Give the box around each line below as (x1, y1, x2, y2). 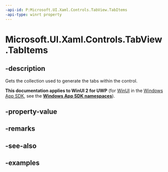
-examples (5, 159, 40, 167)
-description (5, 64, 45, 73)
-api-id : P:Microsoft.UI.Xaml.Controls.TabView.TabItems (5, 7, 128, 13)
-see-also (5, 141, 37, 150)
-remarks (5, 124, 35, 133)
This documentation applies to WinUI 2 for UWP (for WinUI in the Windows (5, 88, 163, 94)
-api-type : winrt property (5, 12, 62, 17)
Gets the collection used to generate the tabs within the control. (5, 77, 138, 83)
